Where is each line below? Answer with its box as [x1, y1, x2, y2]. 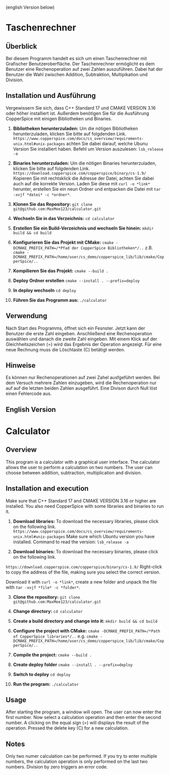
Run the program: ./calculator [13, 681, 79, 687]
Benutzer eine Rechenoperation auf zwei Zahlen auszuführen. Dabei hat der [6, 66, 163, 72]
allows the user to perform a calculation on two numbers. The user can [6, 464, 153, 470]
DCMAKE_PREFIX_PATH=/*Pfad [13, 245, 70, 250]
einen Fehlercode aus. [6, 391, 52, 397]
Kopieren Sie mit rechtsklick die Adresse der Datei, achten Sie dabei [13, 175, 154, 181]
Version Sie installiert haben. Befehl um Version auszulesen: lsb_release [13, 146, 163, 152]
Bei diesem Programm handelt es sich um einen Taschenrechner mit [6, 56, 147, 61]
